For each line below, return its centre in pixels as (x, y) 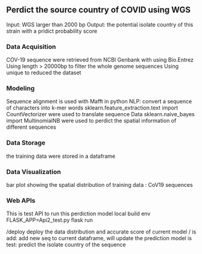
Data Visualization (34, 172)
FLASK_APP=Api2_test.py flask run (50, 220)
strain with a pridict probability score (52, 31)
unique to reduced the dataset (44, 73)
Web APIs (21, 200)
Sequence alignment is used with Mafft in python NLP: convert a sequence (99, 102)
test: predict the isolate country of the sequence (66, 245)
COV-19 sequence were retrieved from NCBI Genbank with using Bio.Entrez (100, 60)
